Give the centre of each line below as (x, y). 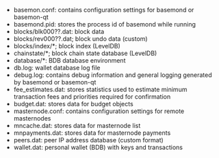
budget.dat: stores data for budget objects (73, 104)
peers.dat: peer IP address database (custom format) (89, 140)
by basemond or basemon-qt (55, 82)
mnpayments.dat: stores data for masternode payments (92, 133)
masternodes (32, 118)
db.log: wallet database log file (57, 68)
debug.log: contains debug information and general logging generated (113, 75)
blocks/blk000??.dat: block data (59, 31)
